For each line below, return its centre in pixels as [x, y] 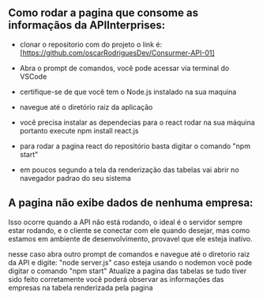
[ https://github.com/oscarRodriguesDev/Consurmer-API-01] [117, 52]
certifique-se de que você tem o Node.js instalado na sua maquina [128, 92]
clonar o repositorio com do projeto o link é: [91, 44]
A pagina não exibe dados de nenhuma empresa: [131, 203]
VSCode [33, 76]
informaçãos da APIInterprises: [87, 26]
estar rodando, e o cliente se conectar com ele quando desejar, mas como [129, 230]
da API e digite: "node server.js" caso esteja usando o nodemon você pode [130, 262]
